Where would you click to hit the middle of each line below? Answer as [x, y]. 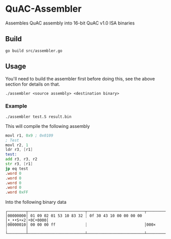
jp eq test [17, 169]
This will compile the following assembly [48, 126]
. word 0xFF [17, 192]
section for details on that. [33, 84]
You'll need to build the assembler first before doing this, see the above [80, 78]
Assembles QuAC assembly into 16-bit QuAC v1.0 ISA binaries [70, 23]
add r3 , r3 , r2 [21, 159]
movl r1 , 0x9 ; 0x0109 [29, 136]
